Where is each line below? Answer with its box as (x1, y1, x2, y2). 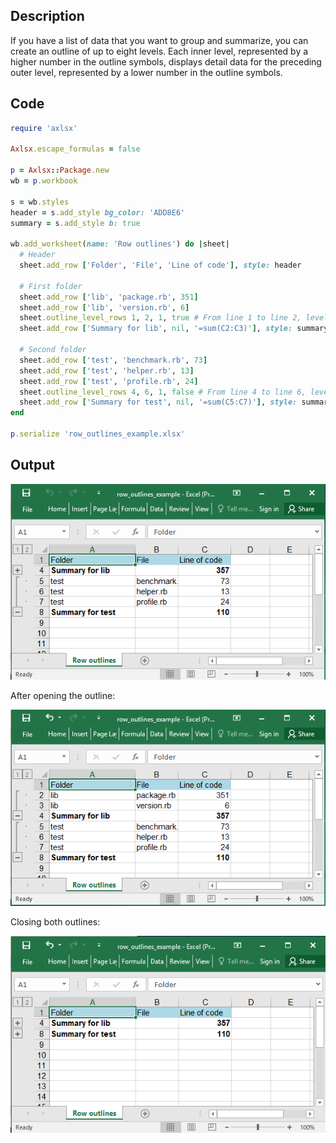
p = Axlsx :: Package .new (10, 165, 110, 176)
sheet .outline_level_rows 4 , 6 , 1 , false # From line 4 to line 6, (19, 387, 307, 397)
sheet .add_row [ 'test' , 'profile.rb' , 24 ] (19, 376, 199, 386)
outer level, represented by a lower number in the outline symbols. (10, 66, 283, 78)
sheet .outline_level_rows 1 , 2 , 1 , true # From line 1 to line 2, (19, 313, 302, 323)
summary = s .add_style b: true (10, 218, 141, 228)
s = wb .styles (10, 197, 70, 207)
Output (10, 457, 55, 474)
